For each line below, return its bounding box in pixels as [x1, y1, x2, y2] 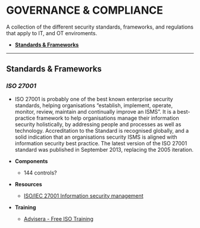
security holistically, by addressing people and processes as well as [14, 120, 182, 128]
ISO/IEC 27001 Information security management [23, 192, 144, 199]
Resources [14, 180, 43, 188]
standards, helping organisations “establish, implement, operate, [14, 102, 173, 109]
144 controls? [23, 169, 57, 176]
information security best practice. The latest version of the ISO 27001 [14, 139, 187, 146]
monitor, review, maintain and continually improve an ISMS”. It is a [14, 108, 176, 115]
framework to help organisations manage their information [36, 114, 180, 121]
